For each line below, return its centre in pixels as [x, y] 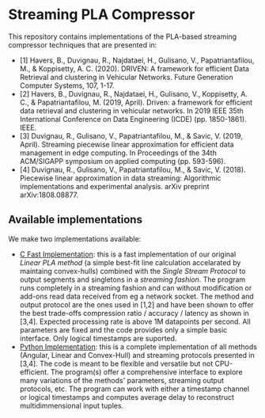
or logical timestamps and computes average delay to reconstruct [127, 397]
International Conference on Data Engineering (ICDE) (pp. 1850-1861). [133, 119]
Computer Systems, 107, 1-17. [67, 85]
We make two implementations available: [75, 238]
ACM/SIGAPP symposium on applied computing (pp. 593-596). [123, 161]
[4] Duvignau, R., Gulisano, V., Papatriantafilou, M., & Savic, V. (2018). [133, 169]
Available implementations [75, 220]
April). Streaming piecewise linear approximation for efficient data [127, 144]
